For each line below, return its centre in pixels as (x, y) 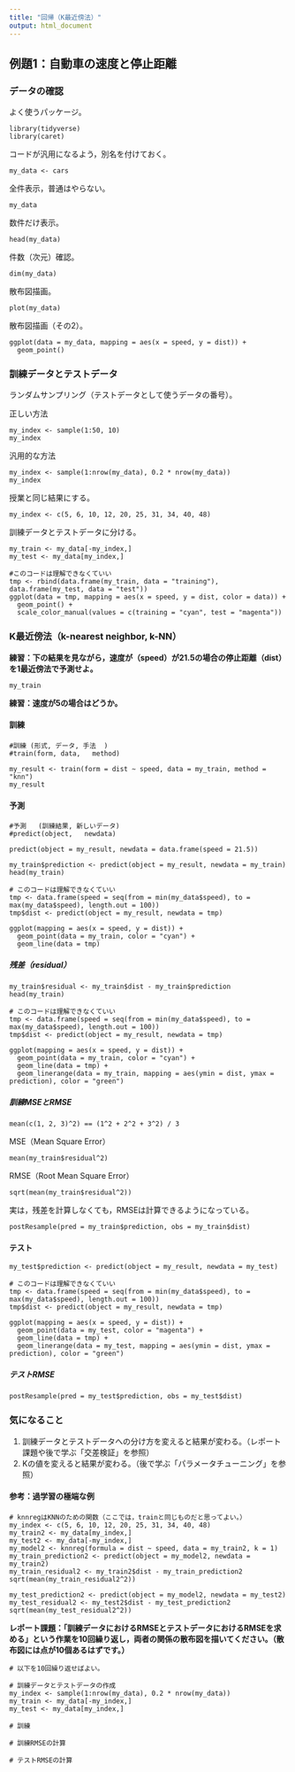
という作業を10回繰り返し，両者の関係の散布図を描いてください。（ (154, 1638)
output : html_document (51, 26)
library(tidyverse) (45, 129)
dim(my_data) (33, 274)
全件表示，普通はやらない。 (60, 189)
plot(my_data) (35, 308)
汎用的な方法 (32, 456)
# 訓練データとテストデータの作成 (63, 1685)
